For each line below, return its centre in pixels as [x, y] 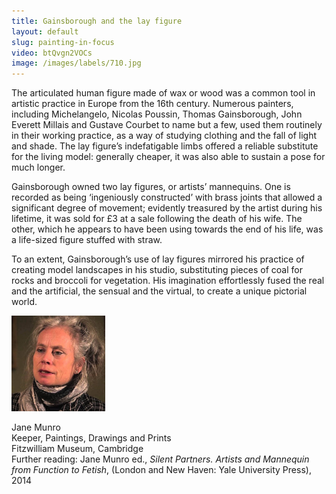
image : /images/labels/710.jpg [76, 63]
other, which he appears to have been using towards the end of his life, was [167, 229]
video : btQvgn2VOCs [52, 53]
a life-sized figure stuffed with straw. [87, 240]
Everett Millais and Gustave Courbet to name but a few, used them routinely [167, 125]
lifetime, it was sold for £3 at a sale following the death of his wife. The [157, 219]
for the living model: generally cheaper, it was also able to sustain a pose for [168, 157]
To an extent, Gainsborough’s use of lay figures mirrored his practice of [158, 259]
